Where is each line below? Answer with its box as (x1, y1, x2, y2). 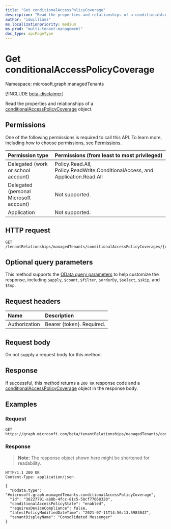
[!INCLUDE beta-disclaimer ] (5, 90, 64, 97)
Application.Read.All (54, 173, 103, 180)
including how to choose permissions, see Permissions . (5, 140, 122, 146)
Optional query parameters (5, 258, 93, 267)
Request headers (5, 297, 61, 306)
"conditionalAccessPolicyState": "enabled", (10, 501, 106, 506)
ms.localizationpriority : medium (5, 21, 76, 27)
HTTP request (5, 226, 51, 235)
